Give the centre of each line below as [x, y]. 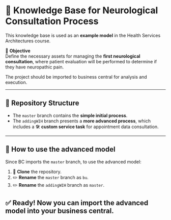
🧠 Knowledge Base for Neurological [82, 10]
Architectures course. [28, 41]
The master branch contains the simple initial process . [70, 115]
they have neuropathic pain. [35, 67]
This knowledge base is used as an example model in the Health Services [83, 35]
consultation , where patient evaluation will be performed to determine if [81, 61]
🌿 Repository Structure [42, 103]
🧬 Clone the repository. [37, 172]
